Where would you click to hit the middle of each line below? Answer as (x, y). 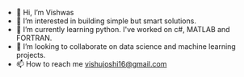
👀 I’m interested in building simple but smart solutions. (106, 21)
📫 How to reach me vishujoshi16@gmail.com (91, 64)
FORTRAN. (34, 38)
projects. (31, 55)
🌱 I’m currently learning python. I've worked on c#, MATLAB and (123, 29)
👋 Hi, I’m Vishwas (45, 12)
